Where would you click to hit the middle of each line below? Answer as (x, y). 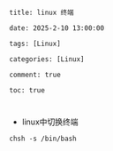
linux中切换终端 (50, 122)
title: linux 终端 (41, 12)
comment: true (35, 75)
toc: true (27, 91)
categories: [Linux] (47, 60)
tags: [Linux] (35, 44)
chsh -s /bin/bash (43, 139)
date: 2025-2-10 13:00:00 (56, 28)
